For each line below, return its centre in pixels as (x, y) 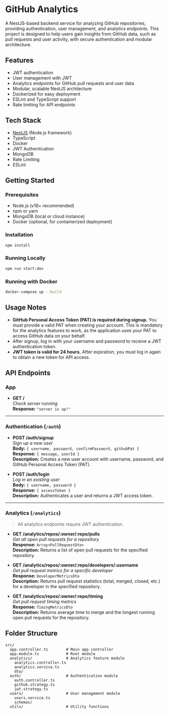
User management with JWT (42, 78)
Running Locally (25, 258)
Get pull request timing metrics (44, 601)
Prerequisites (22, 195)
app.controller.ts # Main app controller (62, 649)
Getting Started (30, 180)
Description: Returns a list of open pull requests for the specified (80, 550)
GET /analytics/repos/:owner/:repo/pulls (56, 534)
